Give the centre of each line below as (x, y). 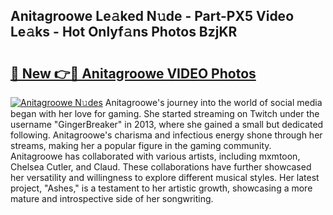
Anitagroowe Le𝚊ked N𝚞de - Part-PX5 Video (152, 16)
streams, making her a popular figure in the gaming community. (141, 145)
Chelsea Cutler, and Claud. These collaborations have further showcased (161, 167)
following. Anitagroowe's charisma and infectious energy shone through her (166, 135)
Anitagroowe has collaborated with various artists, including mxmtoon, (155, 156)
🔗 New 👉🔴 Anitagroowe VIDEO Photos (133, 73)
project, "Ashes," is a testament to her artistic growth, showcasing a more (161, 188)
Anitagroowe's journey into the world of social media (213, 102)
